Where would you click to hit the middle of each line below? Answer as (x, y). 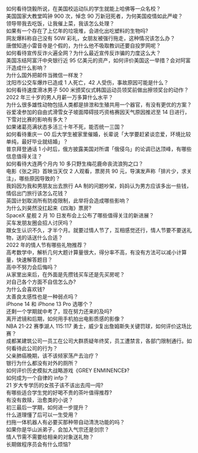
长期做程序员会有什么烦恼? (39, 444)
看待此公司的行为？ (34, 348)
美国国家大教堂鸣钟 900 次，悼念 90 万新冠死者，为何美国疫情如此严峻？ (95, 16)
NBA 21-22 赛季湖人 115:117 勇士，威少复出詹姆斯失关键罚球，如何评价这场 (96, 326)
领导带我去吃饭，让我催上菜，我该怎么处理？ (60, 23)
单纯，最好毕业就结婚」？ (37, 141)
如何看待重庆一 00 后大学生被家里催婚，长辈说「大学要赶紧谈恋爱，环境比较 (99, 134)
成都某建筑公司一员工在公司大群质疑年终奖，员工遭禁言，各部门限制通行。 (96, 341)
